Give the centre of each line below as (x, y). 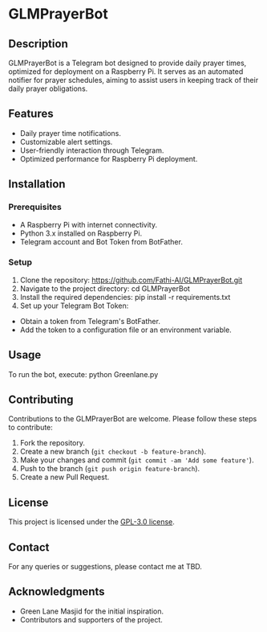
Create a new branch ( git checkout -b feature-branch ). (113, 452)
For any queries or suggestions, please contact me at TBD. (105, 567)
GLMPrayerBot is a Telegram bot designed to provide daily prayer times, (127, 63)
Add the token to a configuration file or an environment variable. (126, 330)
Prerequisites (35, 207)
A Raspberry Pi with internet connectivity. (89, 224)
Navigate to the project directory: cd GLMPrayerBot (105, 288)
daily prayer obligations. (48, 88)
